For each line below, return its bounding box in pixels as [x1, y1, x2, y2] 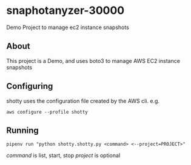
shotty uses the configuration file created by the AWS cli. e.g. [6, 97, 159, 105]
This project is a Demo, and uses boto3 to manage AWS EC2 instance [6, 57, 181, 64]
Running [6, 125, 39, 135]
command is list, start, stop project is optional [6, 152, 121, 159]
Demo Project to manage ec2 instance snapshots [6, 24, 129, 31]
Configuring [6, 81, 53, 91]
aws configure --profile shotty [6, 109, 88, 115]
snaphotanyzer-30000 [6, 4, 125, 18]
